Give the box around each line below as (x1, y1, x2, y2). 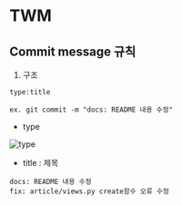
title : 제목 (22, 158, 59, 168)
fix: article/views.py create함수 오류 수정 (9, 187, 170, 196)
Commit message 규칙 (9, 44, 136, 59)
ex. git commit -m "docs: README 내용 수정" (9, 105, 174, 114)
